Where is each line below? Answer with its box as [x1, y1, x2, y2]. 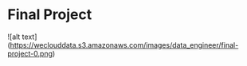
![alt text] [7, 32, 37, 41]
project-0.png [7, 49, 53, 58]
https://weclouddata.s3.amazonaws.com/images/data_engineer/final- [10, 40, 239, 49]
